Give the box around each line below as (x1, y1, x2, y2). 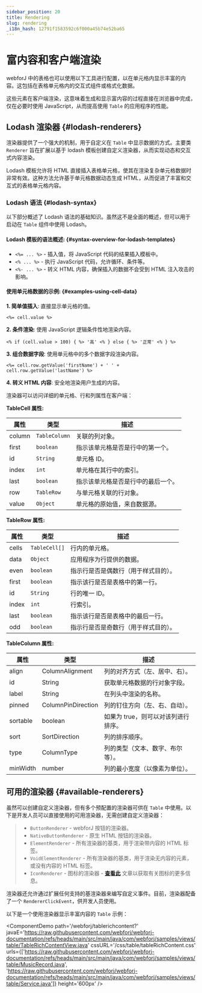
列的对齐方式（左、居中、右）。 (104, 667, 192, 675)
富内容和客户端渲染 (6, 54, 102, 67)
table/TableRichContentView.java (6, 941, 88, 948)
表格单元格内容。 (22, 182, 64, 189)
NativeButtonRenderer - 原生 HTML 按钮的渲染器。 (29, 831, 155, 839)
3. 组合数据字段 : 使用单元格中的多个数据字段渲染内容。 (6, 350, 142, 358)
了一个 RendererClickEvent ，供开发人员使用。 (6, 897, 120, 904)
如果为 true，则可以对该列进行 (104, 712, 189, 720)
